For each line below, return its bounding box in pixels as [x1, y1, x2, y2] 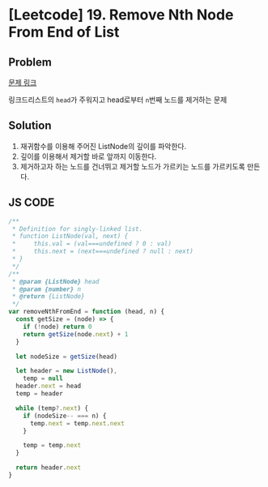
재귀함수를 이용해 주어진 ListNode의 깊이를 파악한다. [19, 141, 187, 151]
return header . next [15, 464, 82, 472]
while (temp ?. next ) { [15, 404, 89, 412]
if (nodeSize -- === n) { [23, 412, 107, 420]
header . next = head [15, 382, 82, 391]
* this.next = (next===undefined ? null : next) [11, 247, 194, 256]
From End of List [8, 23, 120, 41]
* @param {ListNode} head [11, 277, 100, 285]
